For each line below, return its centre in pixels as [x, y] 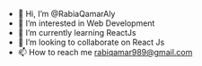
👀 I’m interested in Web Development [86, 23]
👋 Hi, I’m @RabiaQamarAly [66, 14]
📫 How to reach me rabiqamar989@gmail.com [105, 52]
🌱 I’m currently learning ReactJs [77, 33]
